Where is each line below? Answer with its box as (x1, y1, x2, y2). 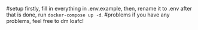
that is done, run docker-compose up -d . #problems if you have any (6, 11, 170, 18)
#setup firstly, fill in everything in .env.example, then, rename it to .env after (6, 5, 193, 12)
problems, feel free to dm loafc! (6, 18, 84, 24)
